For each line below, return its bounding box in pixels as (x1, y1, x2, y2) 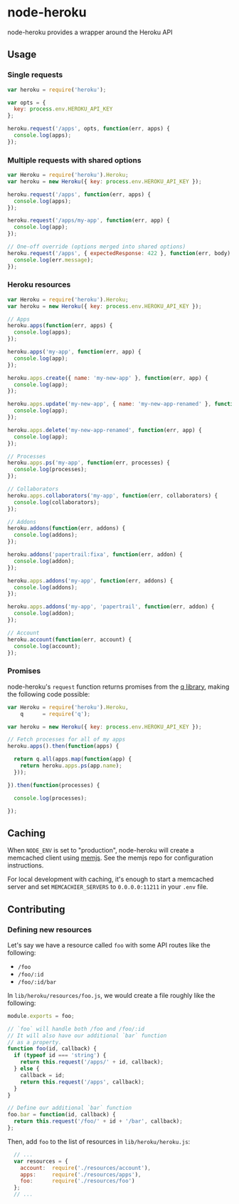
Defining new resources (7, 925, 92, 935)
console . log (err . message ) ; (14, 256, 94, 264)
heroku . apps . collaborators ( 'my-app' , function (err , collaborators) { (7, 492, 218, 499)
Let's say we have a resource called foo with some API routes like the (7, 940, 211, 949)
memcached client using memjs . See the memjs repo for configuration (7, 853, 213, 863)
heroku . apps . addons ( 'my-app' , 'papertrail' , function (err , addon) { (7, 603, 215, 610)
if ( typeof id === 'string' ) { (14, 1052, 107, 1059)
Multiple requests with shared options (7, 155, 142, 165)
